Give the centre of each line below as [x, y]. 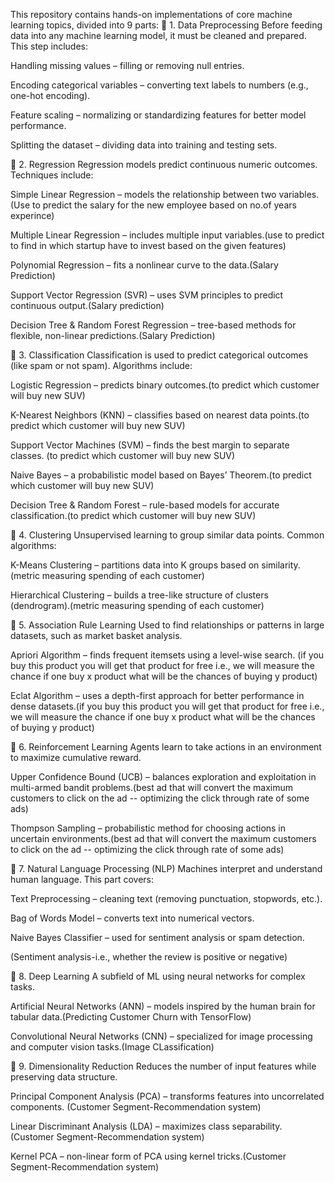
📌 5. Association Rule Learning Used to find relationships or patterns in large [167, 625]
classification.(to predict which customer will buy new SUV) [133, 515]
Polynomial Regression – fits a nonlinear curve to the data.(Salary [144, 265]
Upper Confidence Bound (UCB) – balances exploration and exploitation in [163, 777]
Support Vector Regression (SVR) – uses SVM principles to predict [147, 295]
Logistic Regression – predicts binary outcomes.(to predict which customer [165, 385]
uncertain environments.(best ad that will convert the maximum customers [163, 838]
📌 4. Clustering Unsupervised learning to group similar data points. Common [167, 535]
